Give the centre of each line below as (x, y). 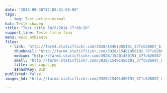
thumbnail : (25, 51)
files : (12, 42)
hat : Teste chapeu (24, 23)
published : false (23, 74)
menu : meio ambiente (27, 38)
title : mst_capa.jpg (35, 65)
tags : (11, 14)
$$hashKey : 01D (30, 70)
